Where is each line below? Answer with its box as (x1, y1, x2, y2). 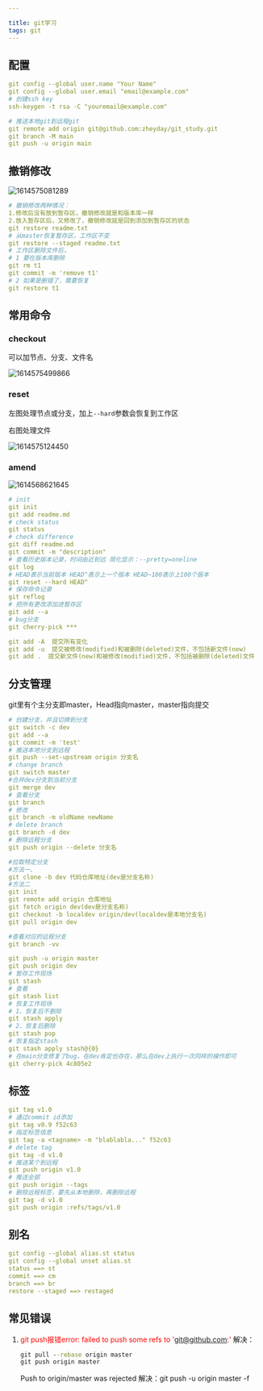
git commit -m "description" (8, 548, 106, 557)
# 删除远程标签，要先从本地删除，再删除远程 (8, 1188, 136, 1197)
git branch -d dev (8, 829, 70, 837)
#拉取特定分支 (8, 858, 48, 866)
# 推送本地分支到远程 (8, 746, 70, 754)
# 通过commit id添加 (8, 1113, 73, 1122)
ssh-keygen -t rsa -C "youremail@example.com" (8, 102, 168, 111)
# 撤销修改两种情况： (8, 202, 70, 210)
